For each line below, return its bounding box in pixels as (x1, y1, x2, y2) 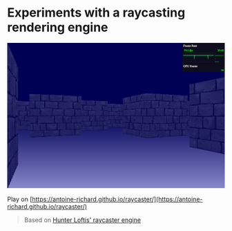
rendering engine (7, 19, 108, 35)
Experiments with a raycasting (7, 5, 186, 21)
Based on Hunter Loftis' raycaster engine (23, 216, 142, 224)
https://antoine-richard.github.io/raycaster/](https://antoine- (32, 195, 203, 203)
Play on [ (7, 195, 32, 203)
